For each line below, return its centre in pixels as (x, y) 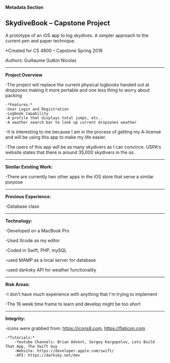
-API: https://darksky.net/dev (47, 355)
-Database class (22, 206)
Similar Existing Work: (29, 167)
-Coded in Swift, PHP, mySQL (36, 250)
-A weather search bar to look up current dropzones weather (71, 122)
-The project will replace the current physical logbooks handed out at (77, 84)
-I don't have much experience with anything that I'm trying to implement (81, 294)
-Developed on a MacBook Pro (37, 231)
